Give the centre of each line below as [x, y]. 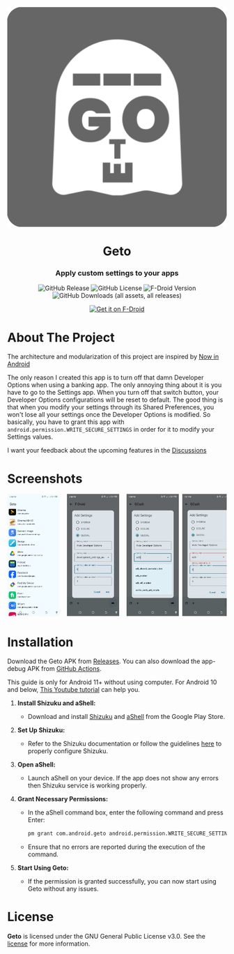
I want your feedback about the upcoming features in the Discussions [107, 450]
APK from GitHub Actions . [65, 669]
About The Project [61, 337]
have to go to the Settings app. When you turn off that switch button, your [113, 393]
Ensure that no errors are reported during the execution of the [116, 847]
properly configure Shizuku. [68, 751]
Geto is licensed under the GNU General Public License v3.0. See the [106, 937]
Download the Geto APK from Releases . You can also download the [104, 661]
